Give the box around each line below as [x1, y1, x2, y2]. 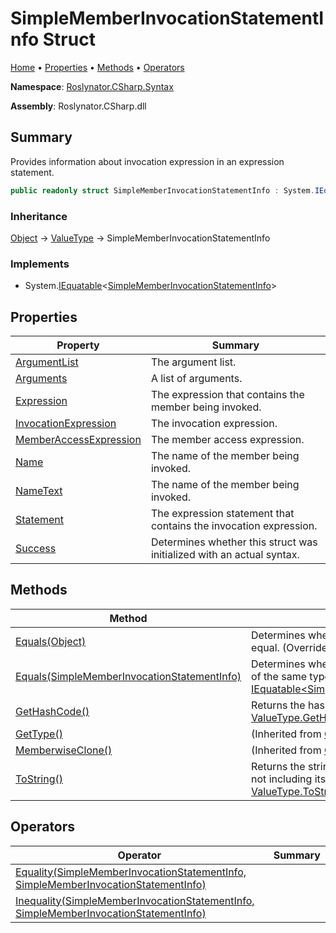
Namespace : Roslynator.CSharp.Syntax [10, 80, 174, 92]
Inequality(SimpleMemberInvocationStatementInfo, [15, 893, 255, 907]
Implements [10, 257, 70, 271]
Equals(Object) [15, 634, 87, 648]
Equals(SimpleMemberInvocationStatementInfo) [15, 669, 242, 683]
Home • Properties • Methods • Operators [10, 61, 185, 73]
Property [56, 338, 100, 352]
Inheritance [10, 209, 68, 223]
